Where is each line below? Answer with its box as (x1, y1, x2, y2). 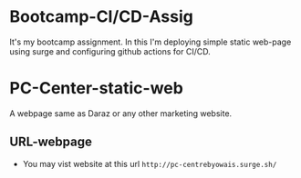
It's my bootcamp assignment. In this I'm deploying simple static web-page (9, 36, 292, 47)
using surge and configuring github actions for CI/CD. (9, 45, 212, 56)
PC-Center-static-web (9, 78, 184, 99)
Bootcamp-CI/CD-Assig (9, 6, 193, 27)
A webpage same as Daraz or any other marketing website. (9, 107, 233, 119)
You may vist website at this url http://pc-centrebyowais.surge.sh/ (22, 158, 277, 169)
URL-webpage (9, 134, 93, 150)
